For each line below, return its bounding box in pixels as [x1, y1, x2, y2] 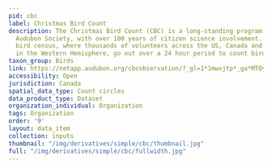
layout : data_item [8, 124, 70, 132]
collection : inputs [8, 132, 74, 140]
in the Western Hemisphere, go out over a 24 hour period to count [15, 49, 249, 57]
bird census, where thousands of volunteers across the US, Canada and [15, 42, 263, 50]
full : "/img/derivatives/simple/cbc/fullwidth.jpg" [8, 147, 186, 155]
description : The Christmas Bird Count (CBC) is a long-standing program [8, 27, 263, 35]
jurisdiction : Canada [8, 79, 82, 87]
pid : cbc [8, 11, 38, 20]
